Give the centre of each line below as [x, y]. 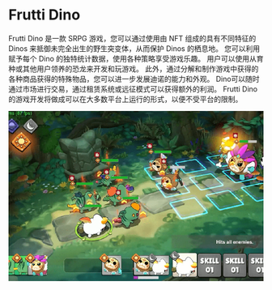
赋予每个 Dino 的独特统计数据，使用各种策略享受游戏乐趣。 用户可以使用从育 [136, 58]
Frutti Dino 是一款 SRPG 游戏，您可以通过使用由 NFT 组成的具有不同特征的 [132, 38]
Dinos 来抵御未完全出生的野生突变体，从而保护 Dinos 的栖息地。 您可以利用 [134, 48]
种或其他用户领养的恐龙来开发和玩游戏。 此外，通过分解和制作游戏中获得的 [134, 68]
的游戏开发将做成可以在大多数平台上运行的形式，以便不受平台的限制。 [125, 99]
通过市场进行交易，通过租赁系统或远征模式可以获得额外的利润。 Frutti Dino [133, 89]
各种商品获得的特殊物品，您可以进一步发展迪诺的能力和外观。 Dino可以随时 [134, 79]
